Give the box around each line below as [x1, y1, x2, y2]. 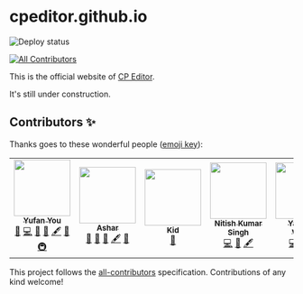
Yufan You [23, 215, 61, 225]
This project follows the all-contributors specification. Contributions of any [9, 266, 287, 277]
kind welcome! [9, 276, 64, 287]
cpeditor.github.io [9, 6, 148, 27]
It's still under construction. [9, 88, 111, 99]
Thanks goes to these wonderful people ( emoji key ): [9, 138, 204, 150]
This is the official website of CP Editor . [9, 70, 155, 82]
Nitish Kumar [214, 218, 263, 229]
